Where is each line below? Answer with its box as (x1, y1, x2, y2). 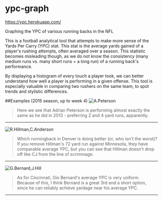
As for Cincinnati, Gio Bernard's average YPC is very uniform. (16, 174, 140, 180)
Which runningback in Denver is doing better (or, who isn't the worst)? (16, 135, 158, 141)
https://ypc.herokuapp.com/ (5, 19, 62, 25)
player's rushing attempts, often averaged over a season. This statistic (5, 48, 146, 54)
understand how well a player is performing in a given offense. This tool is (5, 78, 153, 84)
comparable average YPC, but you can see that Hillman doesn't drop (16, 146, 154, 152)
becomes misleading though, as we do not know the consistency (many (5, 53, 149, 59)
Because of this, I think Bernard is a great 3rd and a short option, (16, 180, 147, 185)
